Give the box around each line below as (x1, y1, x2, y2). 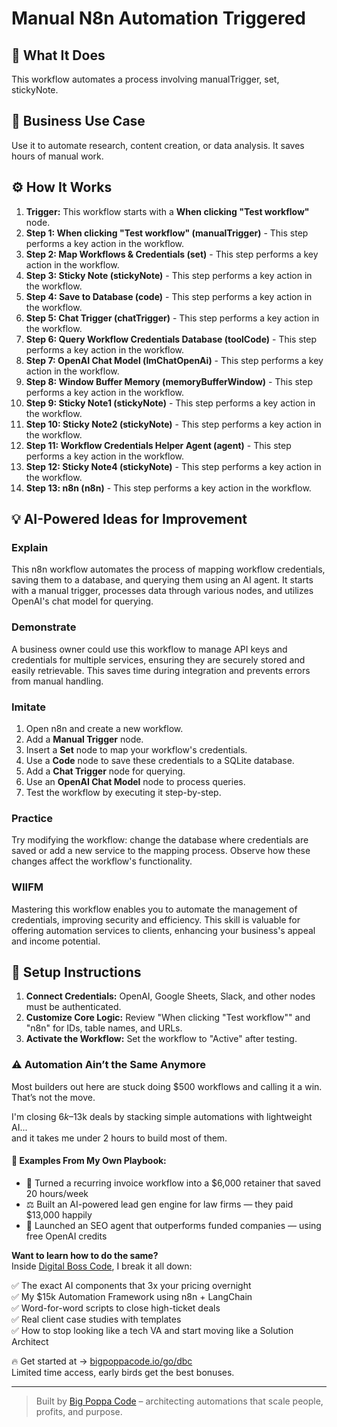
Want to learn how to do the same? (11, 1249, 159, 1261)
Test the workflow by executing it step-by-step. (25, 786, 222, 798)
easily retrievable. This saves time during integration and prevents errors (11, 664, 311, 676)
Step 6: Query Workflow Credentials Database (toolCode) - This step (25, 333, 317, 345)
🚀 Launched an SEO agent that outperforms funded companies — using (25, 1219, 322, 1231)
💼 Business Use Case (11, 113, 146, 130)
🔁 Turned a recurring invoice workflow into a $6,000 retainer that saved (25, 1177, 321, 1189)
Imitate (11, 700, 47, 714)
